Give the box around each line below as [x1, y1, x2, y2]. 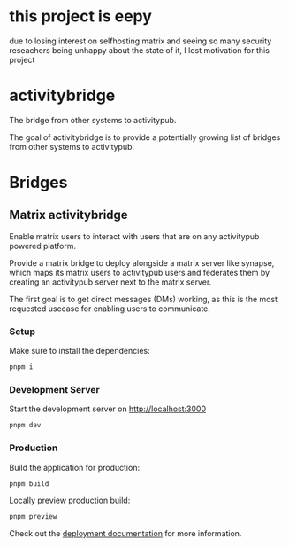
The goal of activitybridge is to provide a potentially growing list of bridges [9, 131, 281, 143]
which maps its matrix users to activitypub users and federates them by [9, 267, 270, 277]
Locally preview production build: [9, 495, 131, 506]
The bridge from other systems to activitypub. [9, 114, 177, 125]
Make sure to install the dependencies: [9, 346, 150, 356]
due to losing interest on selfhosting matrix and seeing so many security [9, 35, 272, 46]
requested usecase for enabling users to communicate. [9, 303, 210, 314]
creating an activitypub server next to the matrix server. [9, 277, 212, 287]
